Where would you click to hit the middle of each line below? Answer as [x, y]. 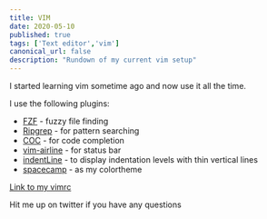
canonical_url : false [50, 52]
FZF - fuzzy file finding [65, 121]
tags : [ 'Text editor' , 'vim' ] [64, 43]
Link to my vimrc [40, 187]
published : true [40, 35]
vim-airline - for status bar [72, 150]
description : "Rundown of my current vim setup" [103, 60]
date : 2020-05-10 [42, 26]
